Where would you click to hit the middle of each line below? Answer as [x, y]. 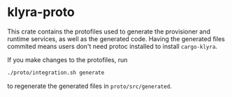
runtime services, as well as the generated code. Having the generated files [116, 38]
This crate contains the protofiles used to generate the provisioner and [109, 31]
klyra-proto [41, 12]
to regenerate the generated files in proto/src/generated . [90, 86]
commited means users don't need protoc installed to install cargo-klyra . [113, 46]
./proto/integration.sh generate [56, 73]
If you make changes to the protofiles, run [67, 59]
